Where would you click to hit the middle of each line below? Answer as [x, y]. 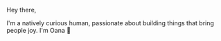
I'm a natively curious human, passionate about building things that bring [110, 23]
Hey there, [21, 10]
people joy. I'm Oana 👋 [38, 30]
